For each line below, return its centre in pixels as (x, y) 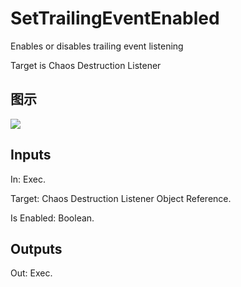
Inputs (31, 155)
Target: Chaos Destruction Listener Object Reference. (121, 198)
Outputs (36, 248)
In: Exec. (28, 179)
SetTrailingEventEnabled (115, 18)
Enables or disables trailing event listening (97, 46)
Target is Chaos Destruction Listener (86, 65)
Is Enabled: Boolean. (52, 218)
